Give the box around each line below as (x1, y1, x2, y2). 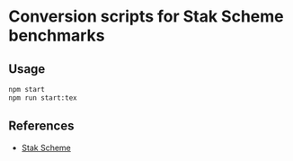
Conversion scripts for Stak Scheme (8, 6, 284, 27)
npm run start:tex (8, 93, 77, 103)
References (8, 119, 75, 134)
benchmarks (8, 25, 105, 46)
